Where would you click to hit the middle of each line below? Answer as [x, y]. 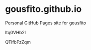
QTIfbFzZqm [18, 42]
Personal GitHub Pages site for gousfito [45, 23]
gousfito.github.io [44, 9]
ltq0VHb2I [16, 32]
